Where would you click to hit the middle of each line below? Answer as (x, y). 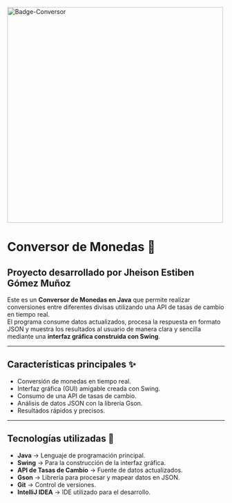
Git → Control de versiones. (57, 484)
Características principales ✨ (72, 365)
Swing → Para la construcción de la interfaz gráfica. (91, 462)
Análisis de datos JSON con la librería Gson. (80, 403)
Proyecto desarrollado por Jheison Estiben (101, 272)
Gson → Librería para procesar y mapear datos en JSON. (98, 477)
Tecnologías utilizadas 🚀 (61, 438)
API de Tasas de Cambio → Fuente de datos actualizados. (100, 470)
